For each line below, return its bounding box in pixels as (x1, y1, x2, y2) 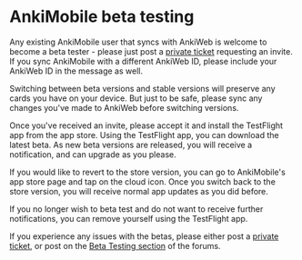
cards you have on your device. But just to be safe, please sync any (9, 93, 263, 104)
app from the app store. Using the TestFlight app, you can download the (9, 129, 279, 140)
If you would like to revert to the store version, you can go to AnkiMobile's (9, 166, 287, 177)
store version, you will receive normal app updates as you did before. (9, 185, 268, 196)
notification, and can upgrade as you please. (9, 148, 177, 160)
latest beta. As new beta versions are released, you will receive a (9, 139, 253, 150)
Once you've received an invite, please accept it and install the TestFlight (9, 120, 284, 131)
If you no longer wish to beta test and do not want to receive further (9, 203, 264, 215)
